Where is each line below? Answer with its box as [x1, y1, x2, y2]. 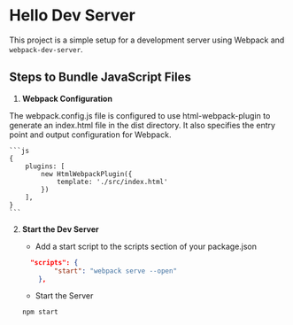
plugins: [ [25, 161, 66, 171]
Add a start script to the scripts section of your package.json [35, 241, 258, 251]
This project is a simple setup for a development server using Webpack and [9, 35, 285, 45]
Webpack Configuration [21, 93, 113, 104]
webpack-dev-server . [9, 43, 83, 54]
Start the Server [35, 290, 94, 301]
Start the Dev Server [21, 223, 99, 235]
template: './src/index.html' [56, 177, 168, 186]
